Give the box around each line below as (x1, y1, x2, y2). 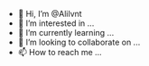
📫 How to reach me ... (17, 47, 102, 57)
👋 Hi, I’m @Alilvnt (17, 9, 83, 19)
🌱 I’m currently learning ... (17, 28, 115, 37)
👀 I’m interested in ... (17, 18, 95, 29)
